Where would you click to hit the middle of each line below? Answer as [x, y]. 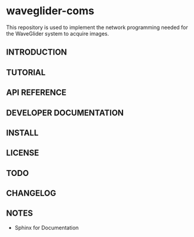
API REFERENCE [36, 93]
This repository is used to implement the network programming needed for [97, 27]
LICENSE [23, 153]
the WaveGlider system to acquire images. [58, 33]
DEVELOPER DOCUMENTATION [65, 113]
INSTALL [22, 132]
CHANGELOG [31, 193]
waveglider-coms [50, 11]
